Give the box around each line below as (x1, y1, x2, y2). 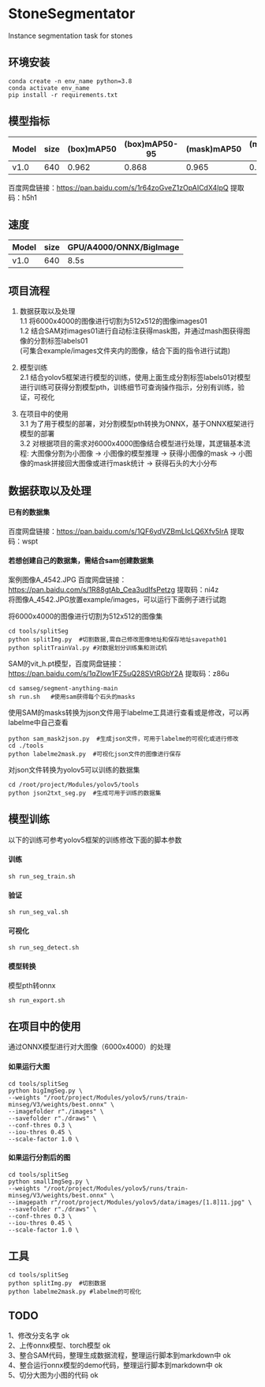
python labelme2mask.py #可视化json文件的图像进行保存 (8, 750, 181, 758)
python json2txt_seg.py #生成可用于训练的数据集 (8, 789, 162, 797)
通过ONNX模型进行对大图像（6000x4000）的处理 (8, 1042, 171, 1051)
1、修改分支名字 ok (8, 1331, 69, 1340)
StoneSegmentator (8, 5, 136, 23)
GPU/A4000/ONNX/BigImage (67, 242, 180, 253)
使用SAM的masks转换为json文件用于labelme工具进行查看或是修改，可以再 (8, 708, 250, 717)
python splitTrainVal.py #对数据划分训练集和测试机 (8, 644, 167, 652)
